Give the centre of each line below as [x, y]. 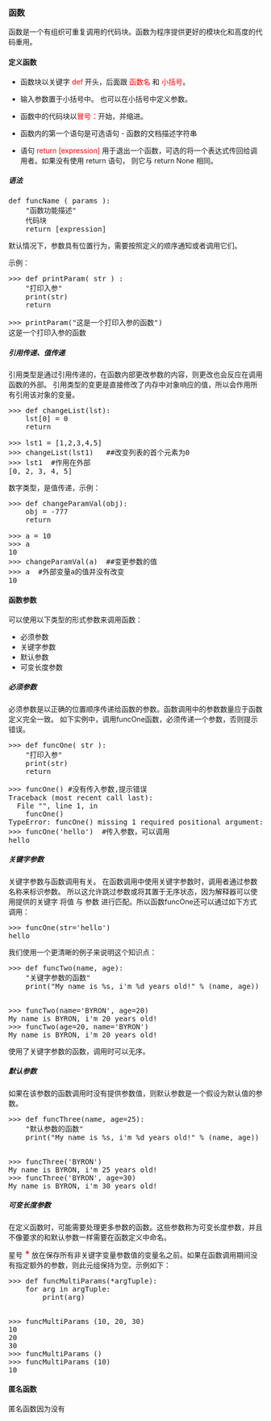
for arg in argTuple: [68, 1289]
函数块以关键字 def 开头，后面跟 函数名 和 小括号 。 [105, 82]
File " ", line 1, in [57, 806]
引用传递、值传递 [37, 353]
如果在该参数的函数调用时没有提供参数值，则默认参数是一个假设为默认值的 [132, 1093]
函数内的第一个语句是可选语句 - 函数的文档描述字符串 [108, 133]
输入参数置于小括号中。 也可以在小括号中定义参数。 [106, 99]
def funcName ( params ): [60, 201]
